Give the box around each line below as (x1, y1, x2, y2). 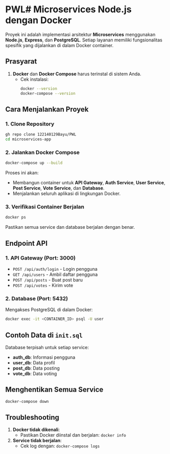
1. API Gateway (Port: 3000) (5, 254, 76, 262)
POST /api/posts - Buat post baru (12, 276, 83, 283)
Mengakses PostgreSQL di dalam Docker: (5, 307, 93, 313)
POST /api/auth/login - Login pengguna (12, 266, 98, 272)
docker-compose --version (20, 91, 76, 96)
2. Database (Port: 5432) (5, 295, 68, 302)
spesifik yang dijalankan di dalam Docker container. (5, 42, 114, 48)
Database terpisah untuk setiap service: (5, 344, 89, 350)
